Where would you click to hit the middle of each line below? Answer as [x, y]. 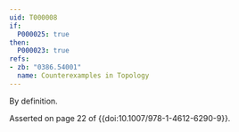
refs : [19, 59]
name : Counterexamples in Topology [83, 76]
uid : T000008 [33, 17]
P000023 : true [43, 51]
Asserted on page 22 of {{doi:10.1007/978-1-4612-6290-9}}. [120, 118]
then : [19, 42]
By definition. [33, 101]
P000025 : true [43, 34]
